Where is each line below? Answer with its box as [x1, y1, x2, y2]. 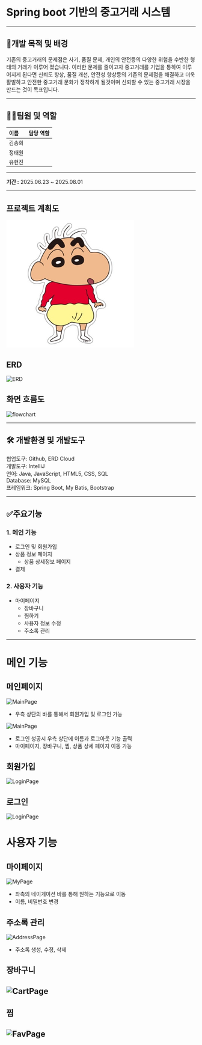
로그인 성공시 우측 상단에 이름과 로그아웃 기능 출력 [14, 734, 132, 742]
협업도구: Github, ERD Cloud [6, 455, 75, 462]
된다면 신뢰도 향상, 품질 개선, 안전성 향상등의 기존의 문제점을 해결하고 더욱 [22, 70, 195, 78]
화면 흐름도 [6, 394, 45, 404]
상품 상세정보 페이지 [23, 558, 71, 565]
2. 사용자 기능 [6, 582, 44, 591]
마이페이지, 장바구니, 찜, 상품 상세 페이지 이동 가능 [14, 742, 132, 749]
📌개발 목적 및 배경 [6, 38, 68, 49]
